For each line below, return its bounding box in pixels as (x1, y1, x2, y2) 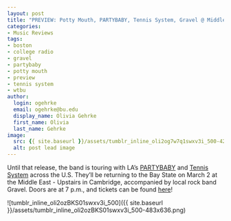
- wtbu (7, 87, 26, 94)
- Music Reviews (7, 29, 54, 36)
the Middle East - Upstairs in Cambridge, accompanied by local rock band (7, 178, 217, 186)
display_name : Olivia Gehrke (13, 112, 97, 119)
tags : (7, 36, 23, 43)
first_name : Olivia (13, 118, 69, 126)
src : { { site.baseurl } (13, 138, 81, 145)
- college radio (7, 49, 54, 56)
